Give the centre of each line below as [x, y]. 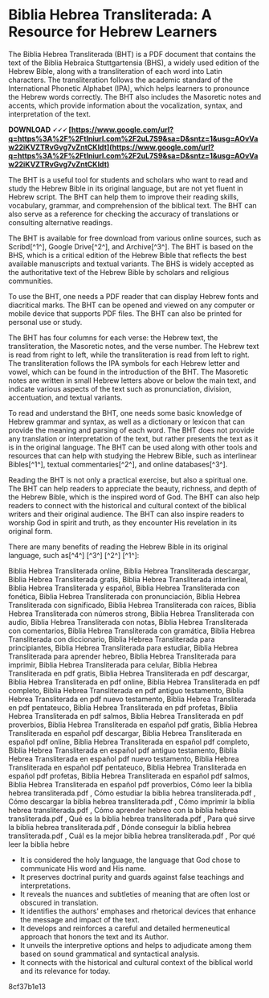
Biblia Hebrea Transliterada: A [110, 15]
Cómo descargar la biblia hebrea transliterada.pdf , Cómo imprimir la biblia [132, 801]
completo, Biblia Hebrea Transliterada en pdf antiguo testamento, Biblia [126, 690]
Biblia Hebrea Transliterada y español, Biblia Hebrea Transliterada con [124, 588]
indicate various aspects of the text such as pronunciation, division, [120, 388]
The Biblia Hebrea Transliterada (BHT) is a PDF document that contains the [132, 54]
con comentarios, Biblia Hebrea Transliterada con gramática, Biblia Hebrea [132, 630]
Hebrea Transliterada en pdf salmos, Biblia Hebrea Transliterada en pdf [126, 716]
